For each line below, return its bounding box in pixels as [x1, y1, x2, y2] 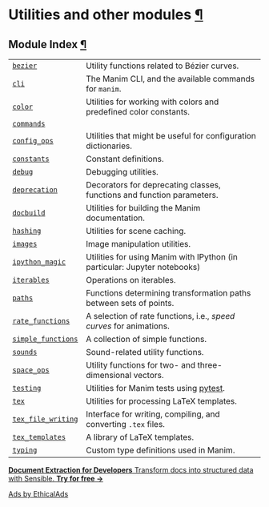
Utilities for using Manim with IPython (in [85, 251, 239, 262]
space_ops [12, 366, 50, 374]
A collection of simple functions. [85, 334, 207, 344]
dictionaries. [85, 140, 133, 151]
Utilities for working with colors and [85, 96, 219, 107]
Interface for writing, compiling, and [85, 408, 220, 420]
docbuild [12, 208, 46, 217]
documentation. [85, 212, 146, 223]
